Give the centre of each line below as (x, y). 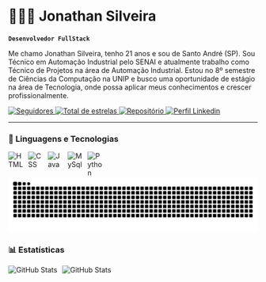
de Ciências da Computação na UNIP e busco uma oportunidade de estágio (132, 78)
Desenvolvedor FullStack (49, 39)
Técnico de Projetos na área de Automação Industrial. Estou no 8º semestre (132, 70)
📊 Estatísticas (36, 250)
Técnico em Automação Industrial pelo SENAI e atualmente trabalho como (129, 62)
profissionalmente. (39, 95)
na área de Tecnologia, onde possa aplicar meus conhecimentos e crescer (130, 87)
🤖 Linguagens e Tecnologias (63, 139)
